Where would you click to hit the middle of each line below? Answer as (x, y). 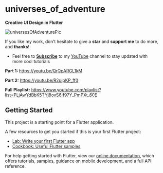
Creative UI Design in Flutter (34, 22)
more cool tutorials (31, 61)
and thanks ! (17, 46)
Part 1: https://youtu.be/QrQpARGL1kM (44, 71)
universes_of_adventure (55, 9)
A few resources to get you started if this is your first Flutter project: (73, 131)
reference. (15, 166)
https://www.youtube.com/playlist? (66, 89)
